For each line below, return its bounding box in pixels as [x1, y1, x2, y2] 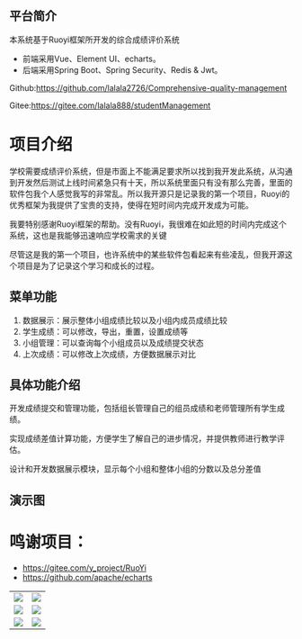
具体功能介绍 [9, 377, 81, 392]
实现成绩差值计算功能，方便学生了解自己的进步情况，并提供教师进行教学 [9, 433, 277, 444]
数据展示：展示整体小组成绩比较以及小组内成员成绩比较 [22, 314, 227, 326]
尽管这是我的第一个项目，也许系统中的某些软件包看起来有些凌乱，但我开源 [9, 248, 285, 259]
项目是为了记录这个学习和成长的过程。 [16, 260, 159, 271]
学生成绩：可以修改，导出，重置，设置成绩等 [22, 326, 189, 337]
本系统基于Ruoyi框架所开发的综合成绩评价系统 [9, 34, 180, 45]
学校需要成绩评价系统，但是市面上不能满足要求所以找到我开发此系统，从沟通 [9, 166, 293, 176]
